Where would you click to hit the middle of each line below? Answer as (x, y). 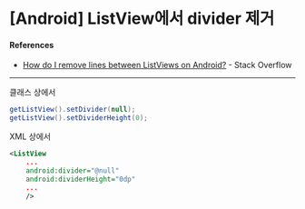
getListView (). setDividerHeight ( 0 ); (79, 118)
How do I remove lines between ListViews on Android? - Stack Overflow (157, 65)
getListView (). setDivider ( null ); (73, 110)
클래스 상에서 (33, 93)
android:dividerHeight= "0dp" (81, 179)
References (32, 45)
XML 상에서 (30, 136)
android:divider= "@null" (73, 170)
